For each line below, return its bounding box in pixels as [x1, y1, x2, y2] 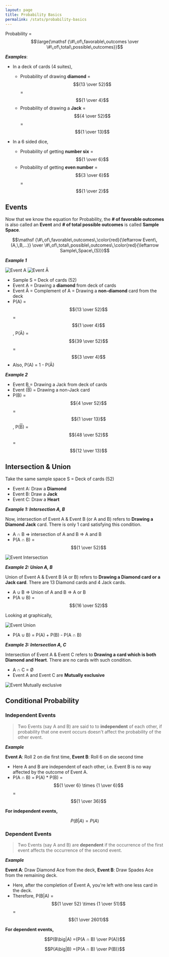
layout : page [5, 7, 33, 13]
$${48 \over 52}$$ [69, 432, 108, 438]
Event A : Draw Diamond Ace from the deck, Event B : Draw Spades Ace [5, 867, 154, 873]
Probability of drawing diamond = [20, 73, 91, 80]
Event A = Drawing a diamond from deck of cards [12, 282, 117, 289]
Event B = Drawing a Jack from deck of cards [12, 381, 107, 388]
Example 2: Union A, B [5, 564, 53, 570]
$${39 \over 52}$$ [69, 338, 108, 344]
